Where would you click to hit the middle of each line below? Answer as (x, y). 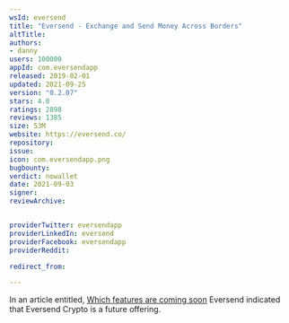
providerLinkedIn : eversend (62, 233)
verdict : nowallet (44, 176)
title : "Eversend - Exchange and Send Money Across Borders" (126, 26)
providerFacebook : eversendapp (68, 242)
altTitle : (28, 34)
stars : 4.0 (30, 101)
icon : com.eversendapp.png (60, 159)
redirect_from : (38, 266)
